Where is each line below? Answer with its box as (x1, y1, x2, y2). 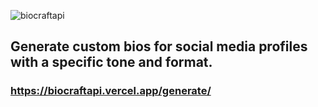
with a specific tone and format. (10, 54, 213, 71)
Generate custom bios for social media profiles (10, 38, 308, 55)
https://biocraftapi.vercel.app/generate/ (10, 84, 212, 98)
